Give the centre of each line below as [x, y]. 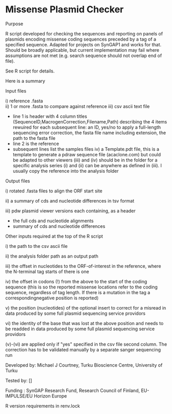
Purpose [14, 24]
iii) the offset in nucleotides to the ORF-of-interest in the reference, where [83, 266]
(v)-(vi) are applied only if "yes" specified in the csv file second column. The [86, 344]
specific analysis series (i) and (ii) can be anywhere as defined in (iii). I [87, 165]
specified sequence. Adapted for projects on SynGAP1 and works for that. [83, 44]
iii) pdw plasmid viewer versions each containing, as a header [71, 211]
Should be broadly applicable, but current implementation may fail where [82, 50]
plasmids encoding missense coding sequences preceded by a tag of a [81, 39]
